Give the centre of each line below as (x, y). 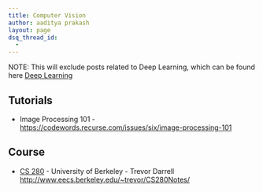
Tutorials (30, 100)
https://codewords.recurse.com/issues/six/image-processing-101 (126, 127)
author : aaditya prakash (49, 23)
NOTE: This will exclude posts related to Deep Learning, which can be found (132, 67)
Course (27, 152)
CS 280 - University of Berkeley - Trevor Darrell (97, 171)
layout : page (30, 30)
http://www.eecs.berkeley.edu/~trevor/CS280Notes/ (105, 179)
